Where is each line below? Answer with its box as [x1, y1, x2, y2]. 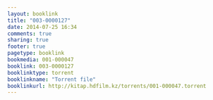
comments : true [7, 30, 52, 37]
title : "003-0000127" [7, 17, 71, 24]
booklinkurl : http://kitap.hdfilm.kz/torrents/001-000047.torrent [7, 82, 207, 89]
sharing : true [7, 37, 49, 44]
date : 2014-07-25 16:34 [7, 23, 78, 30]
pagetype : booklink [7, 50, 65, 57]
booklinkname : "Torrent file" [7, 75, 97, 83]
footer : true [7, 43, 46, 50]
